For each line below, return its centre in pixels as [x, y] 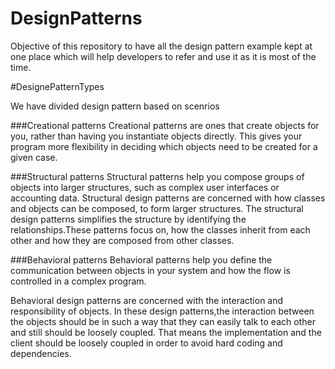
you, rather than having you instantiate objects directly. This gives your [156, 136]
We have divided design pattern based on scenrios [115, 106]
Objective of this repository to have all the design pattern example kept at [161, 46]
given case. [34, 157]
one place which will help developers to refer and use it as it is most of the [163, 56]
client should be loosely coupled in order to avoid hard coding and [146, 343]
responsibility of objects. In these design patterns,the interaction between [162, 311]
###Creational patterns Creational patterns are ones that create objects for [165, 125]
